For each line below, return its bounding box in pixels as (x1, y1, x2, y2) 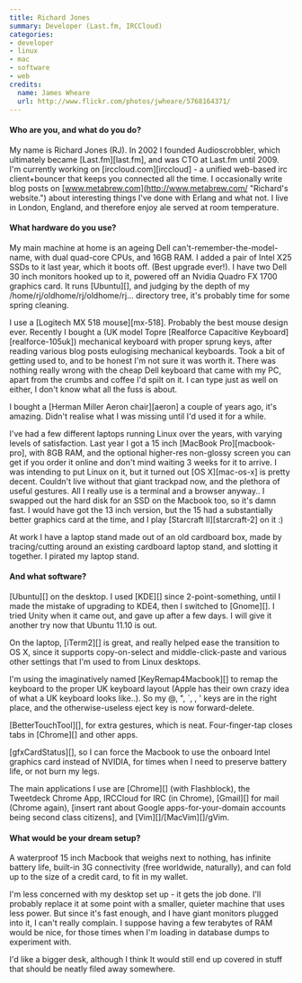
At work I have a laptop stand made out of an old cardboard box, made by (9, 531, 282, 542)
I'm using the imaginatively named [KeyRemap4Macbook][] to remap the (9, 673, 279, 684)
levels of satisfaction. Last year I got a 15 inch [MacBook (9, 438, 218, 448)
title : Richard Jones (9, 13, 91, 22)
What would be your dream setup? (9, 832, 141, 843)
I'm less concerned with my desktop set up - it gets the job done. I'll (9, 889, 262, 899)
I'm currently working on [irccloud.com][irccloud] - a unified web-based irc (9, 164, 288, 174)
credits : (9, 80, 42, 89)
